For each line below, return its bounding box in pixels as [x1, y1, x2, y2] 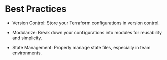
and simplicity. [12, 35, 42, 41]
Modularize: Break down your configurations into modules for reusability [12, 29, 162, 35]
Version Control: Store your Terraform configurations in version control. [12, 20, 160, 26]
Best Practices [5, 3, 67, 15]
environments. [12, 50, 42, 56]
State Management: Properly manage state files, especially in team [12, 44, 151, 50]
